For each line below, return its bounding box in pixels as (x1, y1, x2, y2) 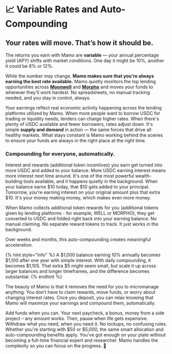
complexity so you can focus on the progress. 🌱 (5, 343, 107, 349)
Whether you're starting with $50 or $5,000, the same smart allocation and (5, 326, 164, 332)
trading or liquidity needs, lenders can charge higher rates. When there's (5, 116, 159, 122)
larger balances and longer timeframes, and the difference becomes (5, 268, 150, 274)
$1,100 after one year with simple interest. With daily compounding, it (5, 257, 151, 264)
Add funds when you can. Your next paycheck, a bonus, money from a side (5, 310, 165, 316)
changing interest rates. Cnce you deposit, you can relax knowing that (5, 294, 154, 301)
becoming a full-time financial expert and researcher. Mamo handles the (5, 337, 158, 344)
